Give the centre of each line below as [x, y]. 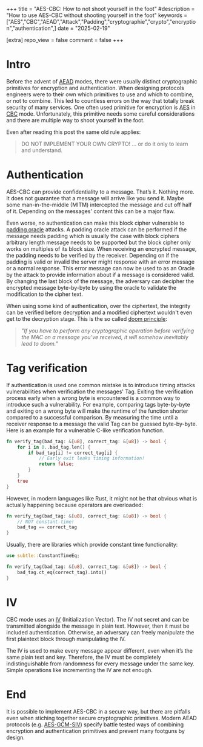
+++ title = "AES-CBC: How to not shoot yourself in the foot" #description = [101, 9]
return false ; [56, 464]
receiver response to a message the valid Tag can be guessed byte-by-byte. [102, 424]
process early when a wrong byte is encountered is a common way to [93, 398]
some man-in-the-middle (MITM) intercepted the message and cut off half [99, 205]
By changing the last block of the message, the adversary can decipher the [100, 281]
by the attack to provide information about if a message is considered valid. [101, 275]
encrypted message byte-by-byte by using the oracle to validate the [92, 287]
